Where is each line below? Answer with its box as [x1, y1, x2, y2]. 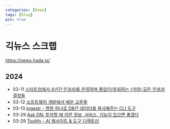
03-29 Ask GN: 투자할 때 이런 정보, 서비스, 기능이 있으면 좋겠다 [12, 112, 139, 118]
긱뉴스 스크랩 [5, 40, 57, 52]
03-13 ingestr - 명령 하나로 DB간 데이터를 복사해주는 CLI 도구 [12, 105, 136, 112]
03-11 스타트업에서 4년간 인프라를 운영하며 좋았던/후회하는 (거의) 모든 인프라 [12, 86, 165, 92]
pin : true [5, 17, 26, 22]
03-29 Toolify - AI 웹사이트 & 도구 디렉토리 [12, 118, 99, 124]
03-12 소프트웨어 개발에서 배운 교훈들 [12, 99, 88, 105]
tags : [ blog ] [5, 12, 33, 17]
